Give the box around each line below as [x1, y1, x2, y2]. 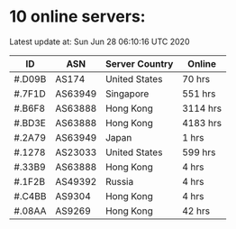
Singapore [104, 87, 150, 100]
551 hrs [181, 87, 216, 100]
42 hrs [181, 205, 210, 217]
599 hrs [181, 146, 216, 159]
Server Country [104, 57, 174, 69]
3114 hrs [181, 102, 222, 114]
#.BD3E [14, 116, 47, 129]
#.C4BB [14, 189, 47, 202]
